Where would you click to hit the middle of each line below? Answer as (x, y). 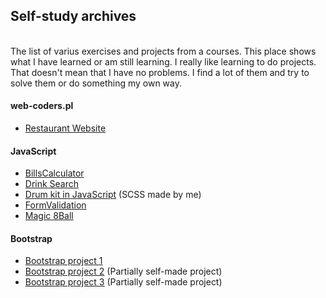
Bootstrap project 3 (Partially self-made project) (123, 282)
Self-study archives (73, 16)
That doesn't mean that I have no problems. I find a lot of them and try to (160, 72)
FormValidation (55, 205)
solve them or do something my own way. (96, 83)
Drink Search (52, 184)
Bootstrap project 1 (63, 261)
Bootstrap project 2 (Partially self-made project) (123, 271)
